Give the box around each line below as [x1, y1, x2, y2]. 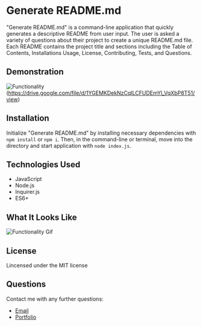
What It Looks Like [6, 212, 77, 222]
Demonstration [6, 67, 65, 77]
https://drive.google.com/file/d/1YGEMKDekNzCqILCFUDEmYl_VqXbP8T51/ [8, 89, 195, 97]
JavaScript [14, 176, 42, 183]
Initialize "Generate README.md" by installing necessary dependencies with [6, 129, 196, 136]
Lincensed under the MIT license [6, 262, 88, 269]
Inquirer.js [14, 188, 40, 196]
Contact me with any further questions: [6, 295, 104, 302]
